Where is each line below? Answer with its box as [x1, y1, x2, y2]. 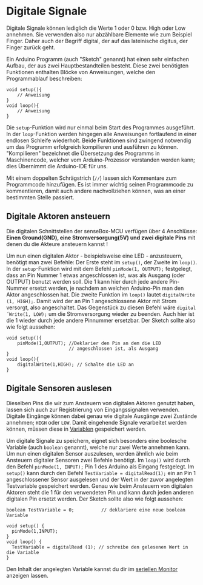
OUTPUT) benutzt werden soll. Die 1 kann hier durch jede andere [6, 278, 168, 285]
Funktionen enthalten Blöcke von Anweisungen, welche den [6, 68, 156, 75]
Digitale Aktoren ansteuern [6, 211, 111, 222]
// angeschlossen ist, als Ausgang [68, 345, 159, 352]
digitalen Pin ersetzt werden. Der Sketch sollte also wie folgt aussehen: [6, 495, 184, 502]
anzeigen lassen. [6, 572, 48, 579]
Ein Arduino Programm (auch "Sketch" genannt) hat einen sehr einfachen [6, 55, 190, 63]
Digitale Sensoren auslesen [6, 383, 112, 394]
